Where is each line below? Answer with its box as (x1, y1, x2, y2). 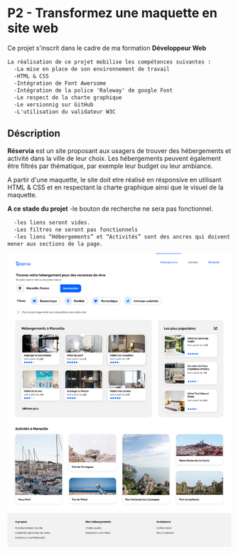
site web (7, 20, 59, 36)
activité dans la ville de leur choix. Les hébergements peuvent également (7, 154, 222, 162)
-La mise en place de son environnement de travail (13, 66, 171, 73)
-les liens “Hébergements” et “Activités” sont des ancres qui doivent (13, 233, 231, 240)
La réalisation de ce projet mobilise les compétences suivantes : (7, 58, 212, 66)
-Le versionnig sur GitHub (13, 101, 94, 108)
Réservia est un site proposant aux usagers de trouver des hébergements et (7, 146, 232, 155)
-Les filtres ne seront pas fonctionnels (13, 226, 139, 233)
